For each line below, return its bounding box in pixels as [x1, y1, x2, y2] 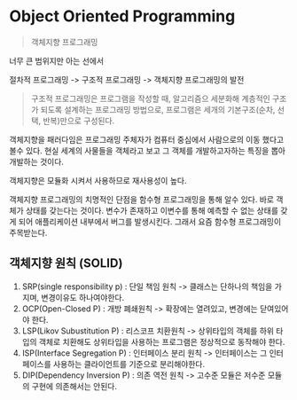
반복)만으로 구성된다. [43, 115, 115, 126]
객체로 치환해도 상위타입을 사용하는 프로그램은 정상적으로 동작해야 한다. [38, 336, 285, 347]
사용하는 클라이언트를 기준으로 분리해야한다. [52, 358, 206, 369]
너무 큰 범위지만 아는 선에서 [9, 55, 105, 66]
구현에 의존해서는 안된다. [31, 380, 118, 391]
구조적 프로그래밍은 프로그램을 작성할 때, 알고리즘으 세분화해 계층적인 [30, 93, 270, 104]
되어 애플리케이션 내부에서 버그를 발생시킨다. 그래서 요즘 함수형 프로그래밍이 [18, 216, 282, 227]
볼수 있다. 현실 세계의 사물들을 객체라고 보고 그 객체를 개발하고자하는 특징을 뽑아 [9, 145, 286, 156]
